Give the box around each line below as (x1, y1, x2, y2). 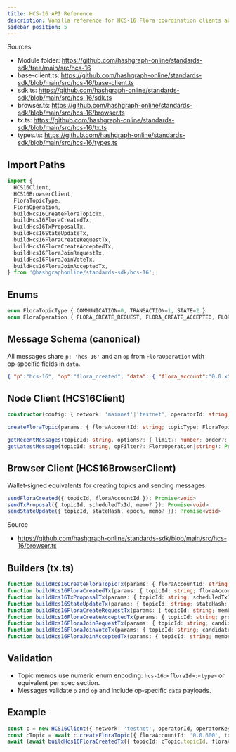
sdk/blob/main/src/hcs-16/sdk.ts (17, 94, 112, 102)
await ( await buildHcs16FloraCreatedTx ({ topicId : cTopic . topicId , (7, 738, 209, 746)
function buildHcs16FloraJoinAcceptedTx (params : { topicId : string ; (7, 633, 212, 640)
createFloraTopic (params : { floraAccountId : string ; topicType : (7, 423, 199, 431)
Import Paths (7, 159, 65, 171)
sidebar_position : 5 (7, 23, 68, 30)
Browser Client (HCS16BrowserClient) (7, 462, 177, 475)
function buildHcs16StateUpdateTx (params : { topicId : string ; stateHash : (7, 600, 228, 607)
